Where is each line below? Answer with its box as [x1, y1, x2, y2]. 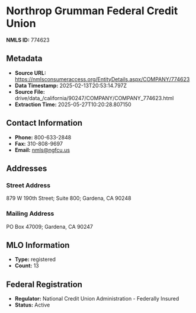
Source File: [14, 88, 46, 95]
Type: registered [14, 256, 56, 263]
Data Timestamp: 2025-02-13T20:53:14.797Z [14, 82, 127, 89]
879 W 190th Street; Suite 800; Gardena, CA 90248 [6, 194, 131, 202]
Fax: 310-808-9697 [14, 140, 63, 147]
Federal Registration [6, 279, 83, 289]
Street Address [6, 181, 51, 189]
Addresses [6, 163, 47, 173]
